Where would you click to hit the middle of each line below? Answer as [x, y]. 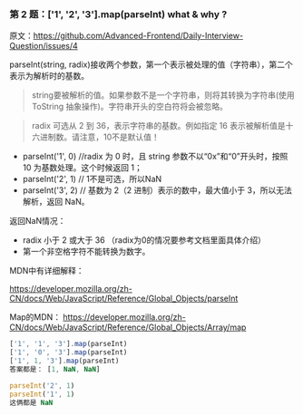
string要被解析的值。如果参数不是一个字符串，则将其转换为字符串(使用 [163, 95]
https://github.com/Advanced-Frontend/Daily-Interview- [138, 36]
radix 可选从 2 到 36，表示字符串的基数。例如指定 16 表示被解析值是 [158, 126]
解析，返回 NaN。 [56, 202]
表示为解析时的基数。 [49, 76]
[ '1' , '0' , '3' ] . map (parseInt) [68, 352]
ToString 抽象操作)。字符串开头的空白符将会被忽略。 [130, 107]
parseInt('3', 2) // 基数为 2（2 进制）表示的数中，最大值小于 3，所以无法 [157, 190]
